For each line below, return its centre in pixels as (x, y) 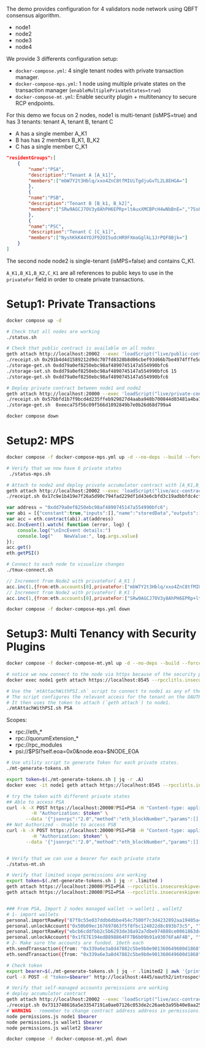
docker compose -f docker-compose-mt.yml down (67, 1039)
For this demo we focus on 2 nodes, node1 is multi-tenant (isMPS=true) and (102, 115)
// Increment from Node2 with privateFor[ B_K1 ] (71, 592)
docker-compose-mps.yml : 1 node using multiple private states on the (100, 83)
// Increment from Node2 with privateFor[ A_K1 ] (71, 581)
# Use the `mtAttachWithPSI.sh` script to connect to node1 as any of (98, 691)
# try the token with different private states (68, 796)
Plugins (26, 647)
